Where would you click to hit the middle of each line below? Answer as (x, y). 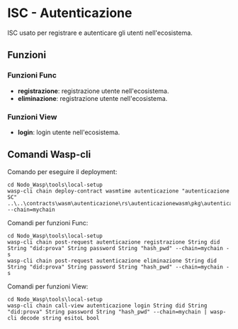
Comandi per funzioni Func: (48, 222)
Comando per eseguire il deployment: (62, 171)
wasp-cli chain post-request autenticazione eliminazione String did (112, 261)
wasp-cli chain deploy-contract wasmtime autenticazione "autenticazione (119, 191)
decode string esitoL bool (60, 318)
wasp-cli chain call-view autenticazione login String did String (107, 306)
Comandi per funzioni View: (48, 286)
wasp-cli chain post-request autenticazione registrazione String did (114, 242)
